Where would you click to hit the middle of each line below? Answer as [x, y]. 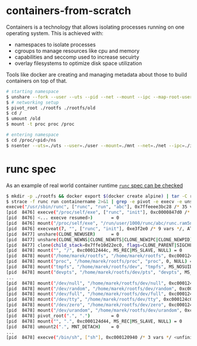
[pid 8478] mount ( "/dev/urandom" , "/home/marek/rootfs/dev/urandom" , [94, 310]
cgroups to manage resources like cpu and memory [77, 50]
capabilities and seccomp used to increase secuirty [77, 57]
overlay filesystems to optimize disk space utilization [78, 63]
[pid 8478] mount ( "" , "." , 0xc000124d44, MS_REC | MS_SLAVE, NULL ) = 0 [94, 321]
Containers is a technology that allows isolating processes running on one [95, 27]
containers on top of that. [37, 81]
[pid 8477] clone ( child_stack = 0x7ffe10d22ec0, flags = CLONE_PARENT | [91, 245]
